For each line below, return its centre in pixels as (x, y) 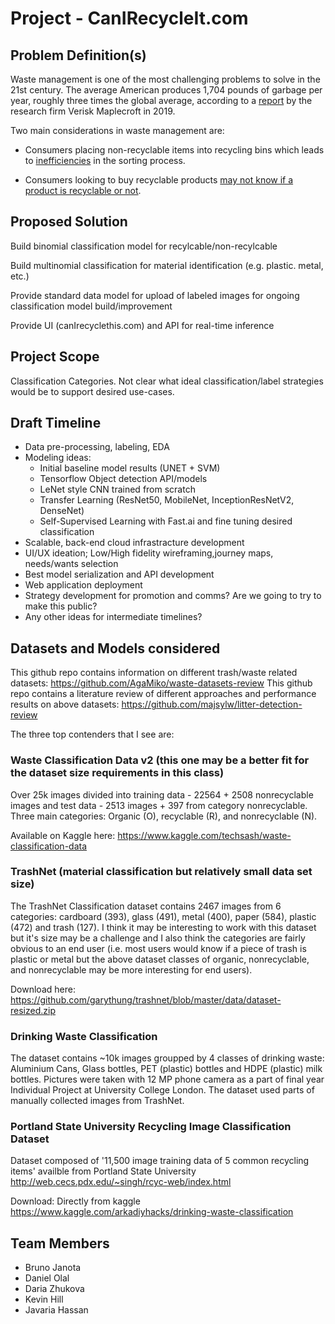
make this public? (61, 606)
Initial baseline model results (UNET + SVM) (130, 468)
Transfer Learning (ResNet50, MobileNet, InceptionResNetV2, (167, 500)
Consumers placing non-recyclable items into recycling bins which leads (174, 150)
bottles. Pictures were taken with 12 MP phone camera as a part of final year (167, 1079)
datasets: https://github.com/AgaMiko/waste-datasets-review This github (161, 683)
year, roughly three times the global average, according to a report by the (161, 100)
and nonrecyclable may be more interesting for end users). (131, 969)
